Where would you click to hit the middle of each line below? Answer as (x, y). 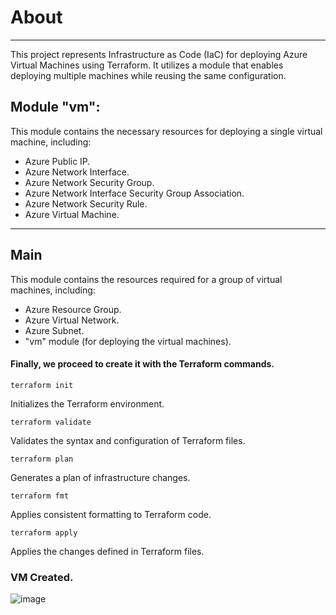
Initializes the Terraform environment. (87, 403)
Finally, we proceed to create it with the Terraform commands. (142, 364)
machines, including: (53, 290)
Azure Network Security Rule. (86, 203)
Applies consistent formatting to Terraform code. (111, 514)
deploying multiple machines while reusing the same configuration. (148, 75)
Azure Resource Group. (73, 309)
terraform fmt (40, 496)
